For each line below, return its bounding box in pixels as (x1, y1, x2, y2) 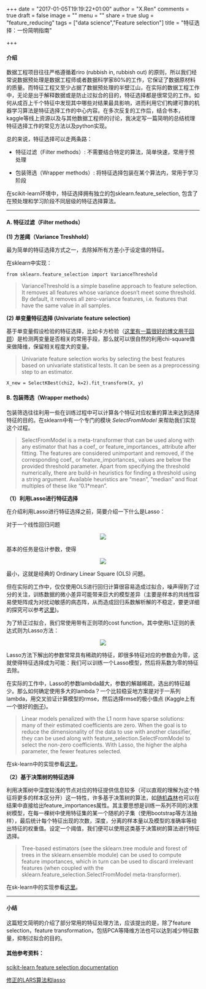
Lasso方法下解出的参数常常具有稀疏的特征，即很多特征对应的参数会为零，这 (6, 651, 199, 659)
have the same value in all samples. (21, 302, 112, 309)
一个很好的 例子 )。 (6, 702, 52, 710)
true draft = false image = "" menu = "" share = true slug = (6, 12, 154, 19)
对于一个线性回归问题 (6, 521, 60, 528)
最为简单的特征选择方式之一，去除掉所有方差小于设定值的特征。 (6, 246, 167, 254)
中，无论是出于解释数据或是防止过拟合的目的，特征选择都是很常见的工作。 (6, 91, 194, 99)
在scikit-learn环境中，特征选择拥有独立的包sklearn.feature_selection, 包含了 (6, 190, 198, 197)
